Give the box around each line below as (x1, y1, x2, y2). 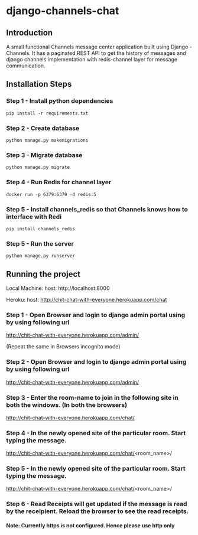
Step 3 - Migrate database (6, 151, 83, 159)
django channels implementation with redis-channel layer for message (6, 56, 178, 63)
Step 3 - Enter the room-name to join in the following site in (6, 393, 178, 402)
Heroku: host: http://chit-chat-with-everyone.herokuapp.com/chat (6, 296, 167, 303)
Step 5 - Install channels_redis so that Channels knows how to (6, 205, 188, 213)
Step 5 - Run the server (6, 239, 74, 247)
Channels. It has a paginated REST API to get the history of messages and (6, 50, 186, 57)
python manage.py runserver (6, 253, 76, 259)
